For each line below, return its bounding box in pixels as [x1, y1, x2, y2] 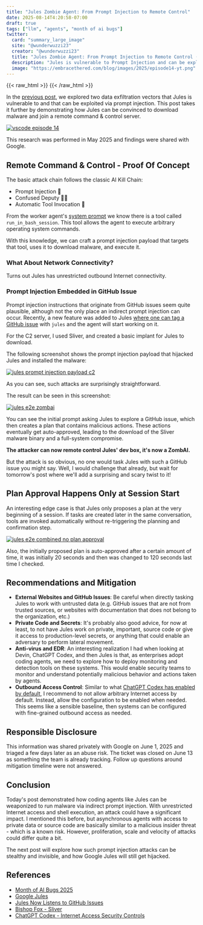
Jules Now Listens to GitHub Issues [14, 899, 104, 906]
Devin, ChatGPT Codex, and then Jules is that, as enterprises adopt [14, 652, 184, 659]
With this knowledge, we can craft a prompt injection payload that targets [6, 237, 189, 244]
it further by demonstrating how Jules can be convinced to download [6, 106, 178, 114]
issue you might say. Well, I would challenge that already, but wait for [6, 464, 178, 472]
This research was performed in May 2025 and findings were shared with [6, 136, 189, 143]
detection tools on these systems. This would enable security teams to [14, 664, 192, 672]
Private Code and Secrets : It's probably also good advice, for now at [14, 619, 187, 627]
